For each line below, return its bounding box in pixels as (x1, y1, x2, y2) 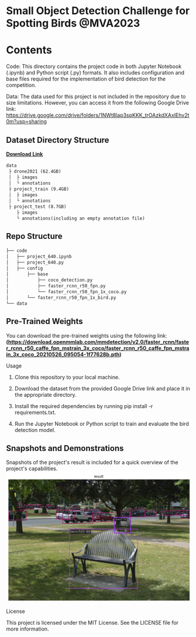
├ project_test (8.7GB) (8, 204, 67, 210)
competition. (6, 82, 37, 89)
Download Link (6, 150, 43, 157)
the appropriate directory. (14, 391, 77, 398)
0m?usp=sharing (6, 118, 47, 125)
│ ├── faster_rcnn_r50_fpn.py (6, 283, 106, 289)
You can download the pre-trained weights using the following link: (6, 332, 167, 339)
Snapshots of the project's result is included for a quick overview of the (6, 459, 178, 466)
